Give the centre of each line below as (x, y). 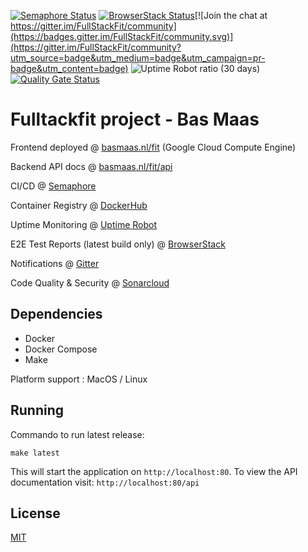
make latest (35, 453)
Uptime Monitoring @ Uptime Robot (83, 224)
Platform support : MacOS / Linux (79, 379)
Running (37, 410)
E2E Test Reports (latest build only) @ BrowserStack (118, 244)
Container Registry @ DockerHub (79, 205)
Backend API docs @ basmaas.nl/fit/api (91, 166)
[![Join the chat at (231, 15)
